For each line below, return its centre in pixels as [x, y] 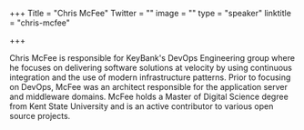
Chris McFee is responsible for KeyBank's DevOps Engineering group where [152, 58]
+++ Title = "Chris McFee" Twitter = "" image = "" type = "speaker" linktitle [150, 13]
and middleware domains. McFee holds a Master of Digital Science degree [149, 96]
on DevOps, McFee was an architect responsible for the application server [149, 87]
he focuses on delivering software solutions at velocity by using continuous [151, 68]
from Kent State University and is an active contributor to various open [142, 106]
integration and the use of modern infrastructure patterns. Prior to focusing [150, 77]
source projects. [40, 116]
